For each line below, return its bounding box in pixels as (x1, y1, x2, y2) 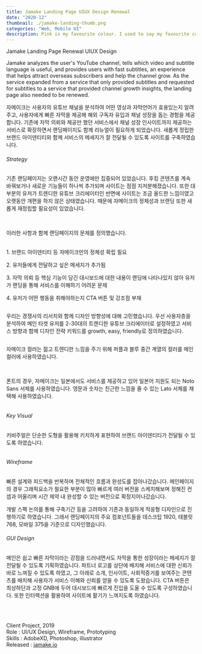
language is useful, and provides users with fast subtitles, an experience (6, 66, 186, 73)
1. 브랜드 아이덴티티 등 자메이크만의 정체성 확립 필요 (6, 248, 127, 256)
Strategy (6, 155, 28, 162)
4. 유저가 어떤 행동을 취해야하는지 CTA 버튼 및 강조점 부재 (6, 294, 142, 301)
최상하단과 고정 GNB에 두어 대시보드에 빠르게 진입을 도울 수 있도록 (6, 584, 162, 591)
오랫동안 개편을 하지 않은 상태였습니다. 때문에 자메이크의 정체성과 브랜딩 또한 (6, 197, 186, 205)
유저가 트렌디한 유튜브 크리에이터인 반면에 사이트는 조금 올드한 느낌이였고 (22, 190, 194, 197)
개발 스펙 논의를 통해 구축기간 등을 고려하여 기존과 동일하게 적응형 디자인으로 (6, 505, 186, 513)
